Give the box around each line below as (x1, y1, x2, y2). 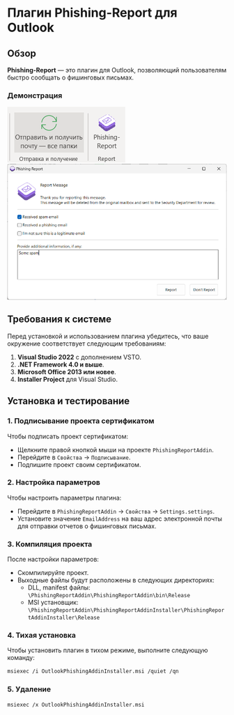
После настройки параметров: (7, 555, 100, 564)
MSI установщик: (27, 598, 79, 607)
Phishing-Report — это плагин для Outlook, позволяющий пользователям (7, 66, 227, 74)
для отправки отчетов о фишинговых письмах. (17, 521, 157, 530)
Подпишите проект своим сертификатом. (17, 460, 141, 468)
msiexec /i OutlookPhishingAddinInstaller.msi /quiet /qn (7, 668, 179, 675)
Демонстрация (7, 91, 63, 100)
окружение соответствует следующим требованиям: (7, 339, 166, 348)
